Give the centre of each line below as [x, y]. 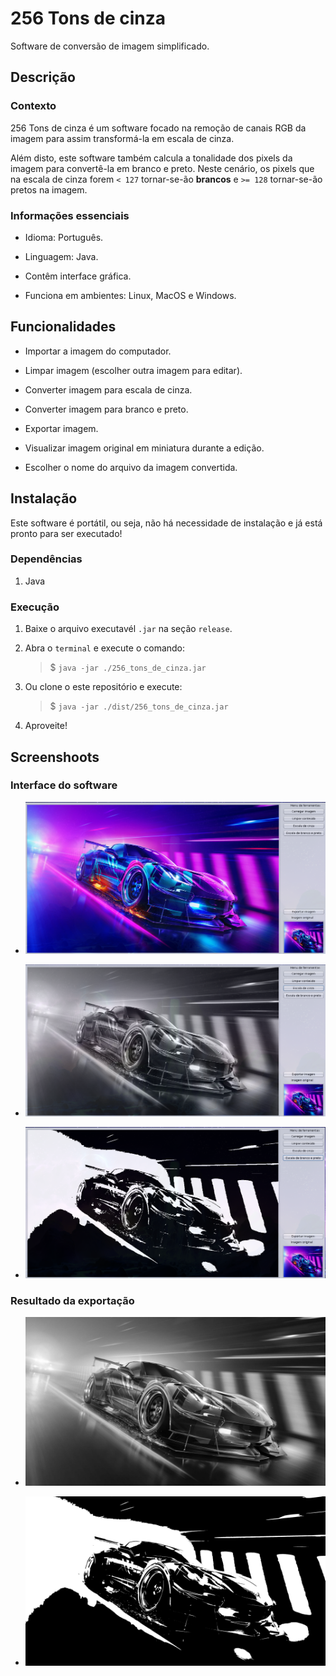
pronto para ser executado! [66, 533]
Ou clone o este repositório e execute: [103, 687]
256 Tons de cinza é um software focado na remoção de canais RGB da [158, 128]
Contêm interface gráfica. [78, 276]
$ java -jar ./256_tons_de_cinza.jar [128, 668]
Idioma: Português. [64, 237]
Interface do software [64, 785]
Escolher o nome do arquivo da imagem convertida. [131, 467]
